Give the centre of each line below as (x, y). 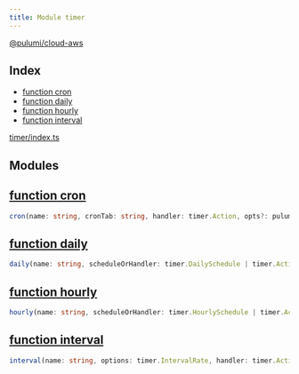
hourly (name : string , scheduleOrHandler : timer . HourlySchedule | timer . (147, 313)
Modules (34, 165)
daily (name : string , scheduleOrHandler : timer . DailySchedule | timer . (143, 264)
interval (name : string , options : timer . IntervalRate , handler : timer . (143, 361)
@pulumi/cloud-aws (46, 43)
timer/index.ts (34, 138)
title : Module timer (48, 17)
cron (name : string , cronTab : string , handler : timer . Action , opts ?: (139, 216)
